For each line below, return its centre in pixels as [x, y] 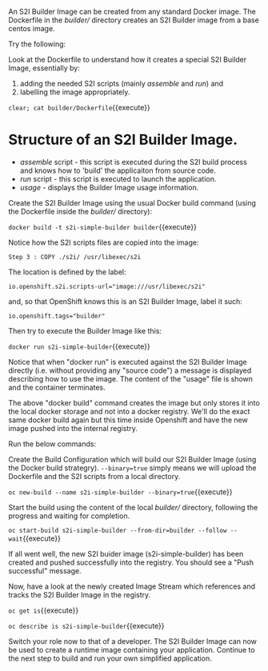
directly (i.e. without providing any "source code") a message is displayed [130, 370]
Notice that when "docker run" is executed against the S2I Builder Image [128, 361]
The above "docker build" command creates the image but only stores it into [134, 402]
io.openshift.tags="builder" [57, 316]
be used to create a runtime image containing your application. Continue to [132, 649]
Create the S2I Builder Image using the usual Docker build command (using [132, 202]
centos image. [32, 28]
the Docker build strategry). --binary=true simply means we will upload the [133, 468]
